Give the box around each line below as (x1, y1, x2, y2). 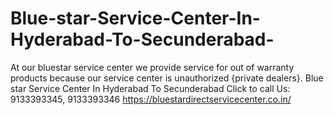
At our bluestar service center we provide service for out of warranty (10, 61, 295, 73)
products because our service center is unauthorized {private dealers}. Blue (10, 72, 324, 84)
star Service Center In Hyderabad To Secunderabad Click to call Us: (10, 82, 291, 94)
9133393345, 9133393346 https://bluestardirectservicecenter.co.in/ (10, 93, 292, 105)
